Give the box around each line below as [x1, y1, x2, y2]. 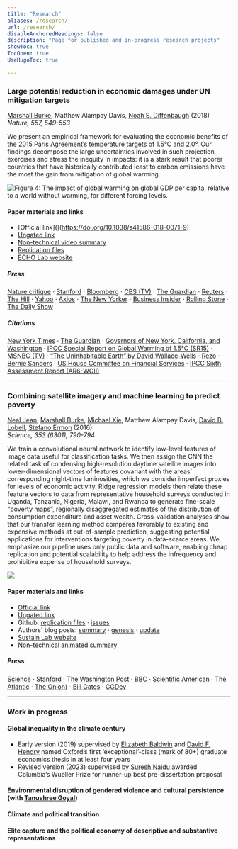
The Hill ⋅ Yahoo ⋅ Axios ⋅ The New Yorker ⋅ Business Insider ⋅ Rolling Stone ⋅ [7, 295, 229, 303]
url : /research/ [7, 23, 55, 30]
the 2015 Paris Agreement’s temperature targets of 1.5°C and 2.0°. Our [7, 140, 212, 149]
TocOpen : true [7, 50, 50, 57]
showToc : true [7, 43, 50, 50]
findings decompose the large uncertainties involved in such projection [7, 147, 215, 156]
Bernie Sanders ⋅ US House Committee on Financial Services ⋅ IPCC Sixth [7, 359, 222, 368]
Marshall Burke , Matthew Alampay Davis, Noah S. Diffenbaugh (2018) [7, 111, 210, 120]
